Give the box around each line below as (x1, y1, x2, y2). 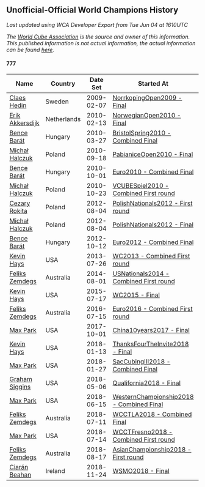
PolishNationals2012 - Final (112, 220, 194, 229)
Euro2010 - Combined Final (112, 168, 194, 176)
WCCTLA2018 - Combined (112, 410, 192, 418)
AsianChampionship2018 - (112, 445, 192, 454)
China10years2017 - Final (112, 326, 190, 335)
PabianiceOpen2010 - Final (112, 150, 193, 158)
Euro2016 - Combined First (112, 305, 193, 313)
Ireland (45, 467, 65, 475)
